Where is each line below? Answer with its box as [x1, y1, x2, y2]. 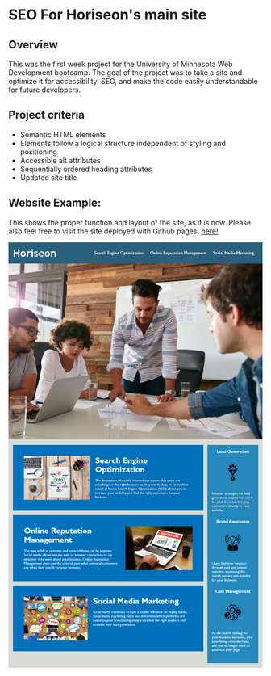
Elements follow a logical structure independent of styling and [19, 138, 227, 148]
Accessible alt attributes [19, 155, 101, 165]
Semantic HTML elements [19, 129, 106, 139]
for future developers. [8, 85, 81, 94]
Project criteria [8, 108, 85, 122]
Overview [8, 38, 59, 52]
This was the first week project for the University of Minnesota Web [8, 59, 233, 69]
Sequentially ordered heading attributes [19, 164, 152, 174]
